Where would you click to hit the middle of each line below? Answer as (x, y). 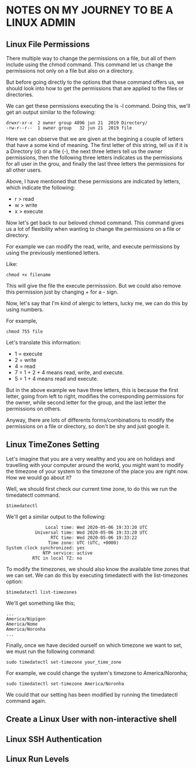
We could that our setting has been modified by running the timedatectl (92, 694)
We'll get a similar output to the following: (56, 517)
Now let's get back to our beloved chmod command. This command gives (95, 223)
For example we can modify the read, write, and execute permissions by (93, 246)
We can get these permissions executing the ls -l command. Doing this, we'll (98, 106)
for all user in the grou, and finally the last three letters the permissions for (95, 164)
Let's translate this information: (44, 342)
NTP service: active (68, 553)
